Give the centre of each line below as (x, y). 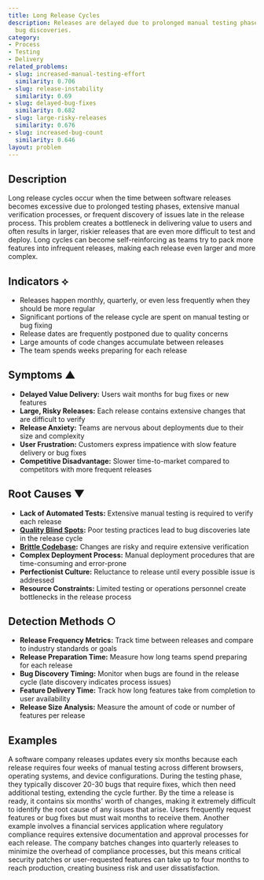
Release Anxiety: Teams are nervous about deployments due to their (132, 427)
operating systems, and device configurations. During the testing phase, (125, 776)
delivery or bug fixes (53, 453)
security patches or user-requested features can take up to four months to (129, 860)
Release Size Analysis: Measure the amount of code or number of (127, 707)
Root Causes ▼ (46, 494)
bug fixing (36, 325)
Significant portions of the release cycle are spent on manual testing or (134, 317)
